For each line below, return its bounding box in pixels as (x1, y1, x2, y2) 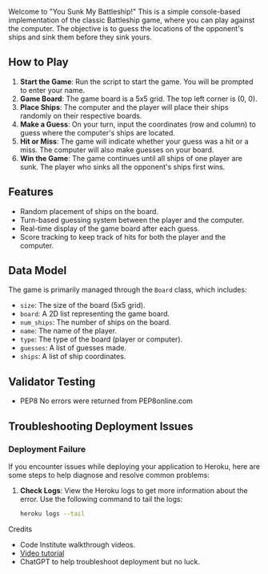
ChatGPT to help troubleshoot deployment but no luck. (19, 556, 200, 566)
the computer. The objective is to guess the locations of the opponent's (8, 24, 244, 33)
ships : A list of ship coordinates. (19, 352, 126, 362)
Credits (8, 524, 33, 534)
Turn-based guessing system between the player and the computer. (19, 215, 245, 224)
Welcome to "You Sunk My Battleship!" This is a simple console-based (8, 7, 242, 16)
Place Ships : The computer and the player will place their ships (19, 102, 230, 111)
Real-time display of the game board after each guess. (19, 224, 200, 233)
